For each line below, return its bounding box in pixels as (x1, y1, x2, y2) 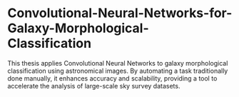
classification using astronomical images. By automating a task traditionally (7, 66, 228, 75)
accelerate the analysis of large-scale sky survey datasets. (7, 81, 180, 90)
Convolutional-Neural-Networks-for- (7, 5, 233, 21)
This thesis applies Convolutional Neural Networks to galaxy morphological (7, 58, 228, 67)
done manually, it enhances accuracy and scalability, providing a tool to (7, 73, 218, 83)
